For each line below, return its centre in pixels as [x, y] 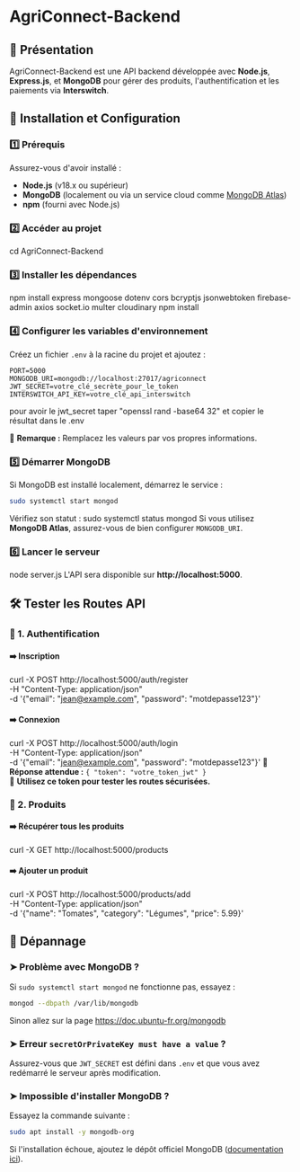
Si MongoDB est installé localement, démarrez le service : [116, 484]
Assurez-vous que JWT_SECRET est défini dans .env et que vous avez [135, 1063]
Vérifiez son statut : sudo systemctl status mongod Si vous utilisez [132, 518]
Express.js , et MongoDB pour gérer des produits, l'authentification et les [145, 81]
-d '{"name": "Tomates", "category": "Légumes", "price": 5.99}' [127, 913]
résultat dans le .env [47, 421]
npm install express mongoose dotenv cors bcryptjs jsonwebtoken [132, 297]
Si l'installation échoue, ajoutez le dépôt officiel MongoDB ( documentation [146, 1150]
